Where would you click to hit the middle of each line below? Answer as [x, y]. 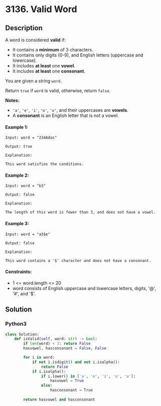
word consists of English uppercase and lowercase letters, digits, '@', [84, 288]
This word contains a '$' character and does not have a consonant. [78, 260]
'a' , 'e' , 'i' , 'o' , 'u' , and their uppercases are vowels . [70, 110]
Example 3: [17, 223]
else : [47, 386]
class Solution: [22, 334]
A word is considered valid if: [36, 40]
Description [24, 28]
